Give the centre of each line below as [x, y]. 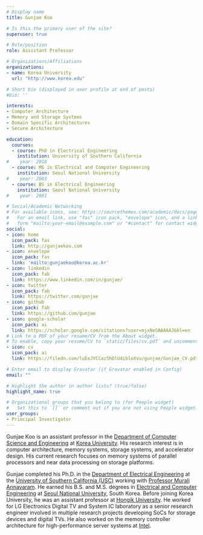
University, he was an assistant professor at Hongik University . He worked [98, 499]
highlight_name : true [34, 392]
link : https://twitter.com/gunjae [55, 297]
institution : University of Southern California [79, 156]
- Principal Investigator [39, 419]
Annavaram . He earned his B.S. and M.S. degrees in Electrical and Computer [101, 487]
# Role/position [27, 45]
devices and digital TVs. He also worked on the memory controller [89, 519]
